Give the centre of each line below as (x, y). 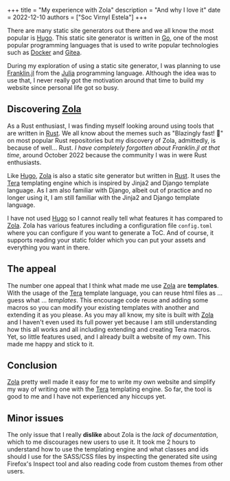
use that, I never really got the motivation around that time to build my (105, 80)
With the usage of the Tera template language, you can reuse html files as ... (115, 293)
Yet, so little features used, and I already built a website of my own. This (109, 337)
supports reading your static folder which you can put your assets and (106, 240)
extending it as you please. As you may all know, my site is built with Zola (111, 315)
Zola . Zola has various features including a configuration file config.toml (110, 225)
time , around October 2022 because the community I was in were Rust (107, 155)
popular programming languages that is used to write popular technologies (113, 45)
